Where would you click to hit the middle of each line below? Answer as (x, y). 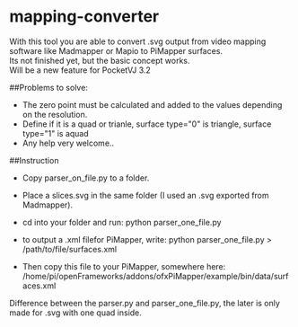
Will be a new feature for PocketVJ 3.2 (80, 70)
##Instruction (34, 160)
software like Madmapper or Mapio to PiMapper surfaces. (116, 50)
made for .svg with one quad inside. (75, 313)
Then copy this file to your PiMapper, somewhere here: (124, 266)
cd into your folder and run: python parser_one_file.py (122, 222)
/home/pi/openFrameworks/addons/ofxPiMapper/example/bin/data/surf (155, 276)
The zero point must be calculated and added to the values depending (152, 104)
